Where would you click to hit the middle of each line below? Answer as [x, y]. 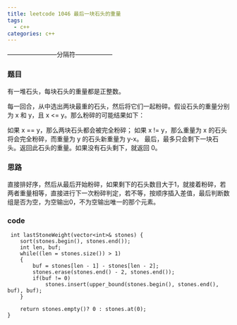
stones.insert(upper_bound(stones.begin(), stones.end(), [132, 285]
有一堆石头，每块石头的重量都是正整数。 [66, 91]
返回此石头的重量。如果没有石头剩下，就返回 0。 [90, 147]
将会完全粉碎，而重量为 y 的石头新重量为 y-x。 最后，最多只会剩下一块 [110, 139]
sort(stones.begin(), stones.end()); [75, 241]
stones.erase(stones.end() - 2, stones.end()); [104, 272]
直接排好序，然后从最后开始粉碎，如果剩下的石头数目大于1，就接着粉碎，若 [117, 184]
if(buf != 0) [52, 278]
